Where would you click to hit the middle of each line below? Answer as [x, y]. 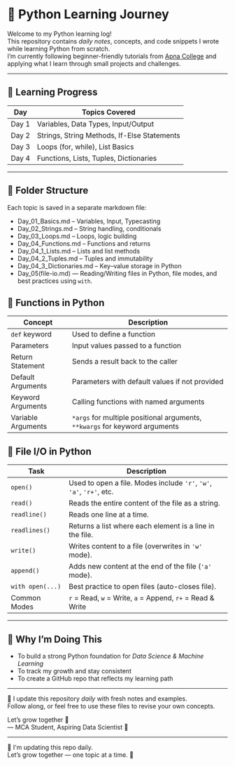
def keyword [31, 334]
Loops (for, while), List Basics [85, 147]
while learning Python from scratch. [59, 48]
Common [26, 598]
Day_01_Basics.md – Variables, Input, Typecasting [89, 221]
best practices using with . [55, 281]
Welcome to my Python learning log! [59, 34]
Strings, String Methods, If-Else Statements [108, 135]
